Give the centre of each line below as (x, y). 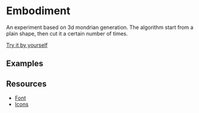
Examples (25, 64)
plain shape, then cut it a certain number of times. (67, 33)
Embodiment (38, 11)
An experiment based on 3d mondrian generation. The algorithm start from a (100, 27)
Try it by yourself (27, 45)
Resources (26, 84)
